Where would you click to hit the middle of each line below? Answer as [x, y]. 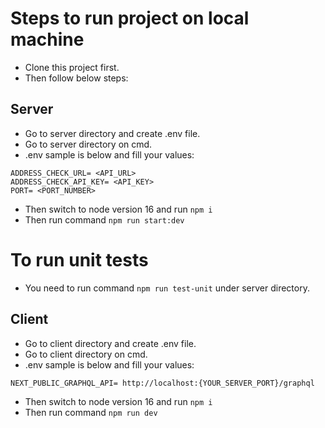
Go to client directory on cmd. [86, 354]
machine [47, 39]
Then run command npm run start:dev [104, 219]
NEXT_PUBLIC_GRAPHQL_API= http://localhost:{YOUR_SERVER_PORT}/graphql [162, 383]
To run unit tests [79, 259]
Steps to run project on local [130, 18]
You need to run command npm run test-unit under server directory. [167, 288]
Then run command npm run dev [91, 412]
